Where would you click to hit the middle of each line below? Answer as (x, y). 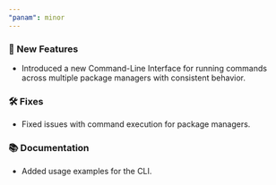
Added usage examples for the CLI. (86, 171)
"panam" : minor (37, 17)
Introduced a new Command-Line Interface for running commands (144, 68)
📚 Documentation (49, 148)
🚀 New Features (43, 48)
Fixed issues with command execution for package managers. (136, 124)
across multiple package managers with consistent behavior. (134, 78)
